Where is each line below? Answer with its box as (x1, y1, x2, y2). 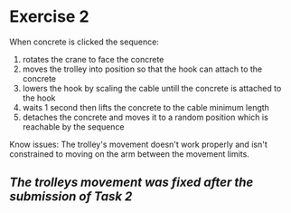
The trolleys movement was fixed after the (9, 175, 254, 190)
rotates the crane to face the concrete (22, 53, 164, 64)
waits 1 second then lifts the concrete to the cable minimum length (22, 102, 269, 112)
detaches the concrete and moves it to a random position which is (22, 111, 268, 122)
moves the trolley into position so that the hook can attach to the (22, 63, 263, 74)
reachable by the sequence (22, 121, 125, 132)
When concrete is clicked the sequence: (9, 36, 160, 47)
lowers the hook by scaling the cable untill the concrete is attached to (22, 82, 282, 93)
